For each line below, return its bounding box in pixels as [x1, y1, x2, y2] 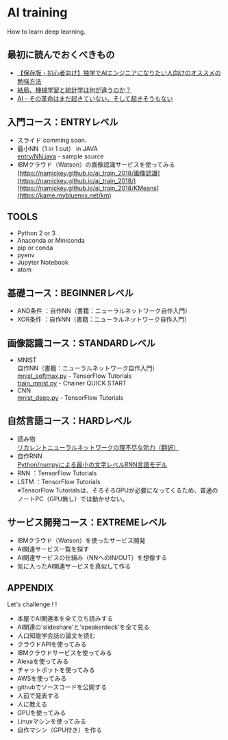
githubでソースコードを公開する [16, 683, 107, 691]
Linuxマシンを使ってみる [16, 717, 87, 726]
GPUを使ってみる [16, 708, 66, 717]
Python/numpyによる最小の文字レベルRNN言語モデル [16, 460, 168, 468]
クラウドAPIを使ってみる [16, 640, 87, 649]
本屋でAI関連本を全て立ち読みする [16, 614, 114, 623]
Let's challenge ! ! [7, 600, 58, 608]
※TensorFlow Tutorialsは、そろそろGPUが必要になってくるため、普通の [16, 486, 218, 494]
